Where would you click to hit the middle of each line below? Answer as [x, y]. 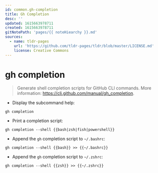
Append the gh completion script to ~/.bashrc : [58, 139]
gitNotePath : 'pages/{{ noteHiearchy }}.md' [51, 32]
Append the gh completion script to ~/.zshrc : [57, 157]
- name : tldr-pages [29, 42]
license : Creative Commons [41, 50]
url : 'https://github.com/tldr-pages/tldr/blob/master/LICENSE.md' [84, 46]
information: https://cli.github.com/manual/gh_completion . [76, 93]
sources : [14, 37]
